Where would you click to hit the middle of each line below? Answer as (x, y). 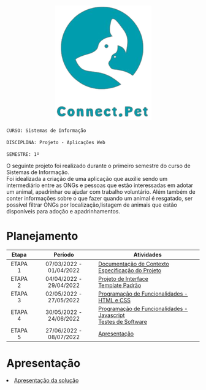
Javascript (111, 315)
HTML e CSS (114, 300)
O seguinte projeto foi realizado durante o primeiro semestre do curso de (99, 166)
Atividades (147, 255)
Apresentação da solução (47, 380)
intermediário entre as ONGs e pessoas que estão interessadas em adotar (100, 185)
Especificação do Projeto (129, 270)
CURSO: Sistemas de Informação (46, 131)
